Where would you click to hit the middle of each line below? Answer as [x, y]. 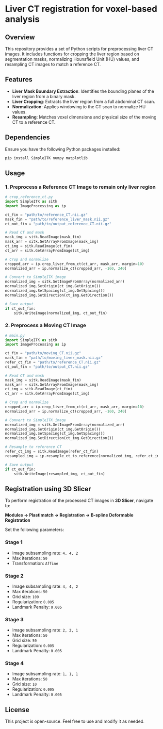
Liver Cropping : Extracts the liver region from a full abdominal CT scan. [83, 101]
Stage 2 [14, 576]
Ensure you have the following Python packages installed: [63, 149]
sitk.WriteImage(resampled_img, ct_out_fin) [59, 474]
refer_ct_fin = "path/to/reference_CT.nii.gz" [53, 363]
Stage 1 [14, 542]
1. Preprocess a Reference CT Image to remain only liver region [81, 187]
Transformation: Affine [35, 563]
